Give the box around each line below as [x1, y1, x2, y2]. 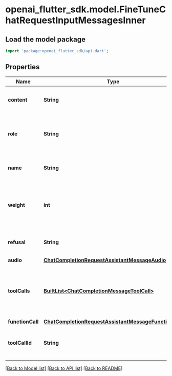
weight [8, 201, 26, 208]
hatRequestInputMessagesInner [5, 14, 146, 26]
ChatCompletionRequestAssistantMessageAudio [43, 256, 166, 264]
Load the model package [5, 35, 86, 44]
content [8, 96, 28, 103]
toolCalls [8, 287, 30, 294]
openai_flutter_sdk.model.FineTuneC [5, 4, 166, 15]
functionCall [8, 318, 39, 325]
